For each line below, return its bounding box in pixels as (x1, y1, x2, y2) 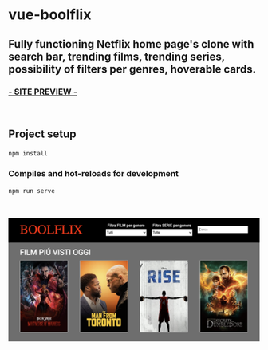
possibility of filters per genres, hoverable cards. (8, 62, 257, 76)
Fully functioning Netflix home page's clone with (8, 37, 254, 51)
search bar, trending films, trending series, (8, 49, 225, 63)
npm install (8, 149, 48, 157)
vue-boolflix (8, 6, 92, 24)
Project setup (8, 128, 77, 141)
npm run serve (8, 187, 56, 195)
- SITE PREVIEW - (8, 86, 78, 97)
